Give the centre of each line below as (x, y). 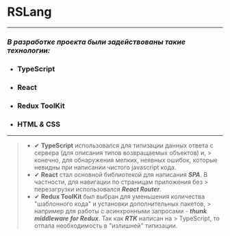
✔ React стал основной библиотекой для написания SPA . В (121, 174)
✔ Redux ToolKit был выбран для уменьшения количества (119, 196)
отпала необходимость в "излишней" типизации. (106, 225)
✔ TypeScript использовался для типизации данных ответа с (124, 145)
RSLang (29, 12)
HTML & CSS (39, 124)
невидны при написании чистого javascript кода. (105, 167)
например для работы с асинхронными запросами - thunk (120, 211)
